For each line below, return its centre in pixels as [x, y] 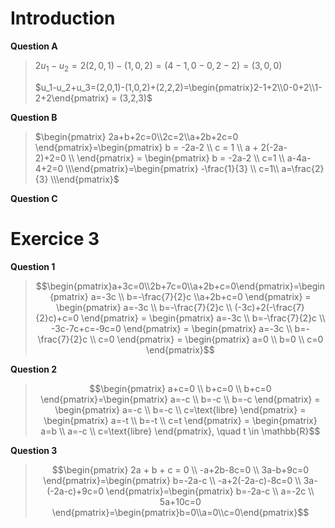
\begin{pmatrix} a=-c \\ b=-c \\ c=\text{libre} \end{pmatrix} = [180, 409]
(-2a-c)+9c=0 [75, 491]
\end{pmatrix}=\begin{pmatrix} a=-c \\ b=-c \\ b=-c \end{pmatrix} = [180, 399]
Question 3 [34, 450]
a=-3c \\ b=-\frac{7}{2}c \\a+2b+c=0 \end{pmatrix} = [201, 296]
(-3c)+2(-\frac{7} [269, 307]
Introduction [63, 18]
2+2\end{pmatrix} [72, 98]
